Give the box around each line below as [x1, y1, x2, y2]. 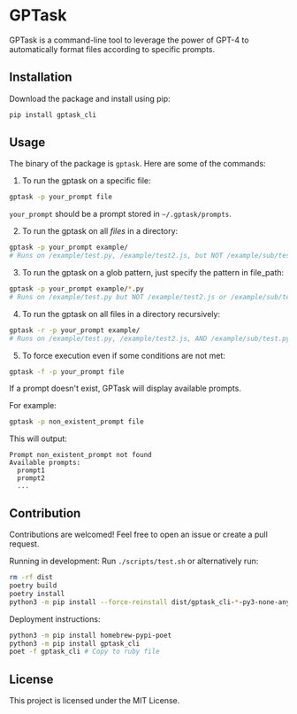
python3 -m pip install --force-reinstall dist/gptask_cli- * [9, 597, 240, 607]
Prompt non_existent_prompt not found [9, 451, 152, 460]
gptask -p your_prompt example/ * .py [9, 284, 144, 293]
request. [9, 539, 40, 549]
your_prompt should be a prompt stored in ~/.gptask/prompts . [9, 209, 232, 220]
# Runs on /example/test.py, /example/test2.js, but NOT [9, 252, 224, 260]
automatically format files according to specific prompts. [9, 43, 216, 54]
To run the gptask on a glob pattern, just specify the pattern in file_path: [21, 268, 285, 278]
